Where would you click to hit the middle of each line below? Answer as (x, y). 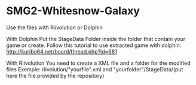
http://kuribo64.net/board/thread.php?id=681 (62, 51)
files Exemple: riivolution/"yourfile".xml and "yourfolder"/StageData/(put (95, 69)
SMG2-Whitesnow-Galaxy (73, 11)
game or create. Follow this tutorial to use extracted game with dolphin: (94, 45)
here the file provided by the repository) (55, 75)
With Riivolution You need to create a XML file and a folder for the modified (98, 63)
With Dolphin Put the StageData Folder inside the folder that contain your (96, 39)
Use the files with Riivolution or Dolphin (54, 27)
